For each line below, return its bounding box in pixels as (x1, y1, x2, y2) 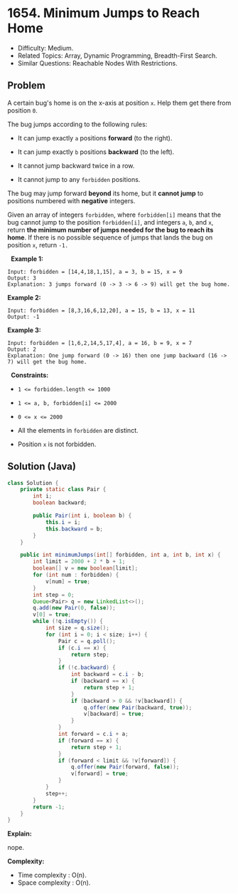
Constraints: (10, 371, 49, 379)
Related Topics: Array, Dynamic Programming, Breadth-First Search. (17, 51, 218, 60)
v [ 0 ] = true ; (33, 611, 72, 618)
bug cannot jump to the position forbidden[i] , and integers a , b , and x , (7, 217, 214, 226)
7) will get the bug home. (7, 358, 87, 365)
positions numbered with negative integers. (7, 196, 136, 205)
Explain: (7, 829, 32, 838)
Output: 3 (7, 274, 37, 282)
